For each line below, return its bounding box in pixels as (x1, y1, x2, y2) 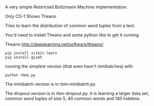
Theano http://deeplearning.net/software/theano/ (5, 41, 104, 47)
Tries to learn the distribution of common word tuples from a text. (5, 23, 136, 28)
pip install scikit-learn (5, 51, 57, 55)
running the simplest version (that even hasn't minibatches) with (5, 64, 133, 69)
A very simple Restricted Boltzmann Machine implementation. (5, 4, 128, 10)
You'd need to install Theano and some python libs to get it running (5, 32, 139, 38)
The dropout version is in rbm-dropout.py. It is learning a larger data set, (5, 91, 149, 96)
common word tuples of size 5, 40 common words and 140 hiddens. (5, 96, 141, 101)
